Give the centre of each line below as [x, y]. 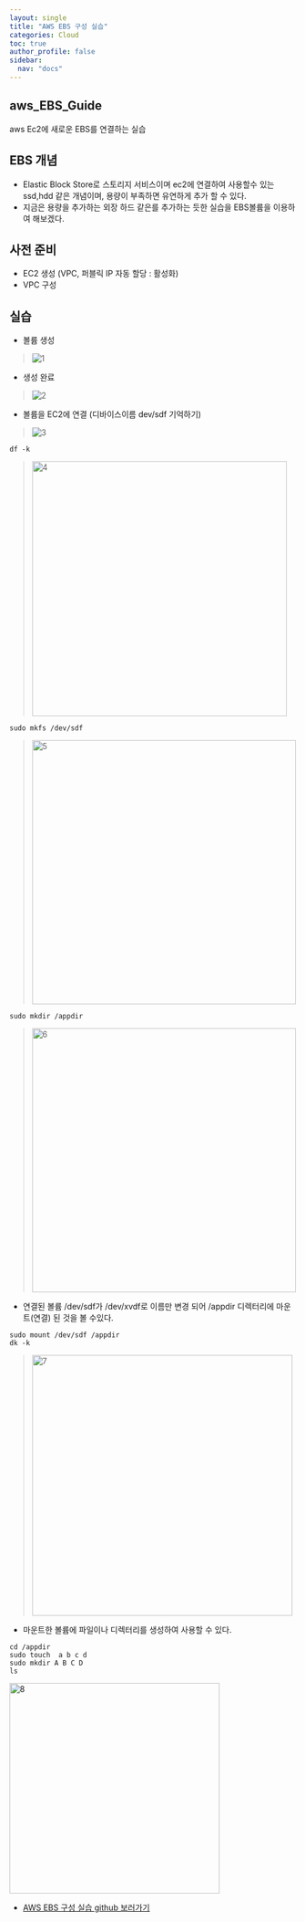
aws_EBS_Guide [56, 106]
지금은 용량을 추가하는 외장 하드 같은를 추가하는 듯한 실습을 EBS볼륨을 [147, 207]
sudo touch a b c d [49, 1656]
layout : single [38, 18]
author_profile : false [52, 52]
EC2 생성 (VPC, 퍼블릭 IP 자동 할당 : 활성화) [101, 274]
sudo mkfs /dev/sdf [46, 728]
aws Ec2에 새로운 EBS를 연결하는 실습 [78, 129]
